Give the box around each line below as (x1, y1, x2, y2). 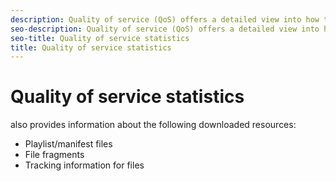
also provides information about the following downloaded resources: (10, 119, 297, 131)
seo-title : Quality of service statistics (10, 33, 190, 43)
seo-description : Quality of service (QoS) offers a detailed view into (10, 24, 320, 34)
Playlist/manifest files (24, 138, 113, 150)
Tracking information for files (24, 159, 145, 171)
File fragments (24, 149, 85, 161)
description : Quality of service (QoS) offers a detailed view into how (10, 14, 320, 25)
